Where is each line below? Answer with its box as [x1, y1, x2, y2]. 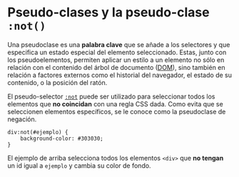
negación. [7, 115, 37, 123]
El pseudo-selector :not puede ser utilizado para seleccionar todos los [7, 92, 215, 101]
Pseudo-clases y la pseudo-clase [7, 4, 210, 21]
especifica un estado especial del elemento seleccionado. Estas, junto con [7, 48, 227, 56]
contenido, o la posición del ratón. [7, 78, 108, 86]
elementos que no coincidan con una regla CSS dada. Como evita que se [7, 99, 223, 108]
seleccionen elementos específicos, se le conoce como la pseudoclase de [7, 107, 226, 116]
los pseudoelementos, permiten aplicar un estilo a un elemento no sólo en [7, 55, 225, 64]
